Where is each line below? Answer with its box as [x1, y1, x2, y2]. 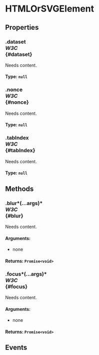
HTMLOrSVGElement [5, 3, 94, 15]
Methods [5, 184, 34, 193]
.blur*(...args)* [5, 199, 43, 206]
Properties [5, 23, 39, 32]
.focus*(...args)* [5, 270, 47, 277]
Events [5, 343, 27, 352]
